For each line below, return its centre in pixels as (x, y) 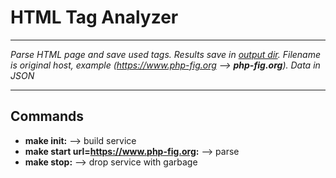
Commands (47, 116)
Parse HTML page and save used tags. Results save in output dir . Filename (166, 54)
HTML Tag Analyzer (94, 17)
